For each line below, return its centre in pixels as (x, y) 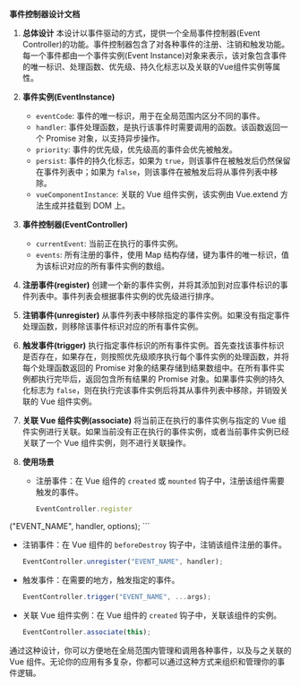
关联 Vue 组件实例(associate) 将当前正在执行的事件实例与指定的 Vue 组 (154, 420)
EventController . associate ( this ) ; (86, 632)
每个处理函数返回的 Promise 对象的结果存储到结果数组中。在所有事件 (150, 368)
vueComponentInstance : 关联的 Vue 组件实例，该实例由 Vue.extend (157, 194)
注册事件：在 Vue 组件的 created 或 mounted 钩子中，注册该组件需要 (160, 481)
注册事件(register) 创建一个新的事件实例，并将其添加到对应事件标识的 (151, 285)
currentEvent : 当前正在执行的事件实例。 (109, 244)
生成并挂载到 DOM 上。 (86, 206)
